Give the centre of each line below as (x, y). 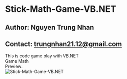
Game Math (17, 61)
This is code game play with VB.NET (42, 56)
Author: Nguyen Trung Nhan (50, 27)
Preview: (14, 66)
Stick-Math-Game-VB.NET (61, 9)
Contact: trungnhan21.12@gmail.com (63, 44)
